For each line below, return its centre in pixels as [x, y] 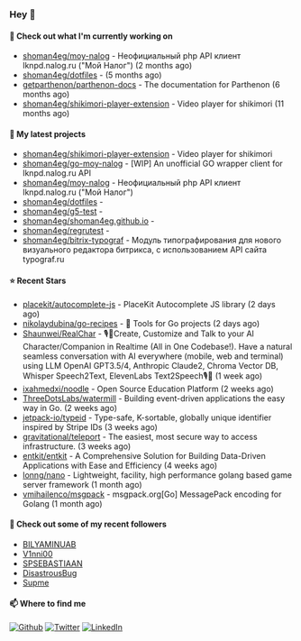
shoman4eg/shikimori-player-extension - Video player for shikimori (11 [153, 104]
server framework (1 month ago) [82, 484]
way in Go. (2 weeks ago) [70, 407]
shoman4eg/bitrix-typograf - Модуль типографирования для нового [152, 240]
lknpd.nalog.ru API [57, 173]
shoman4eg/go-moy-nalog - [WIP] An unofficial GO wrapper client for [153, 164]
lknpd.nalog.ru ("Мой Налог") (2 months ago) [107, 66]
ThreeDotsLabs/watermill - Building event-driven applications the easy [154, 398]
